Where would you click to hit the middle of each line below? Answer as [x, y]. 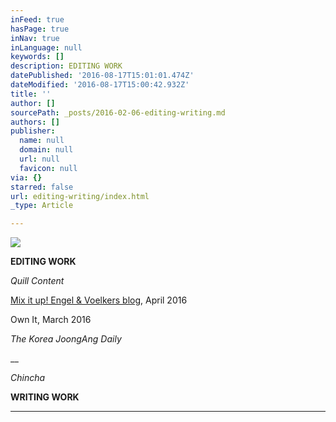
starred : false [42, 187]
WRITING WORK [45, 397]
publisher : [33, 131]
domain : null [46, 150]
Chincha [28, 378]
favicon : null [48, 168]
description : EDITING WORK [66, 66]
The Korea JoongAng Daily [66, 339]
